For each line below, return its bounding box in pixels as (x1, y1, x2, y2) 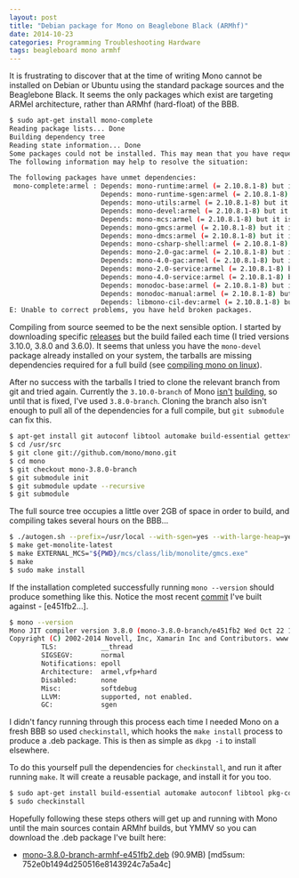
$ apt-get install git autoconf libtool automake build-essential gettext (9, 432, 293, 441)
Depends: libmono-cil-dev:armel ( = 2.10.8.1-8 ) (101, 297, 280, 307)
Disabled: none (41, 675, 117, 685)
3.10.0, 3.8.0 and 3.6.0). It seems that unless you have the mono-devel (9, 341, 262, 351)
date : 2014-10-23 (9, 29, 74, 38)
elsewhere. (9, 745, 50, 756)
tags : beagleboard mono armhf (9, 46, 122, 55)
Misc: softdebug (41, 684, 138, 693)
